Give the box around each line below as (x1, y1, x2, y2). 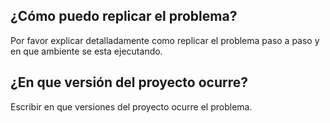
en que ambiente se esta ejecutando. (10, 45, 163, 57)
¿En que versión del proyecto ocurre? (10, 74, 248, 91)
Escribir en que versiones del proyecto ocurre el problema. (10, 100, 253, 113)
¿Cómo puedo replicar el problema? (10, 8, 238, 25)
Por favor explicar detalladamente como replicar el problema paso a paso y (10, 34, 320, 46)
